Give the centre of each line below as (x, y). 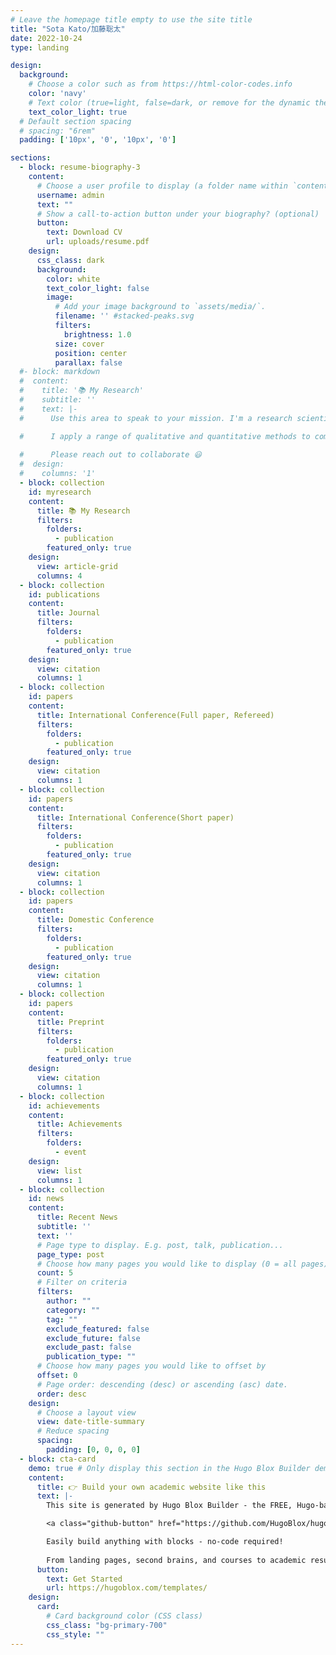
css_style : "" (75, 1634)
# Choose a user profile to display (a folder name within (162, 186)
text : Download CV (84, 232)
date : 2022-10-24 (46, 38)
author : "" (69, 1301)
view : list (59, 1171)
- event (70, 1152)
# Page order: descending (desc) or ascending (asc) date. (162, 1384)
